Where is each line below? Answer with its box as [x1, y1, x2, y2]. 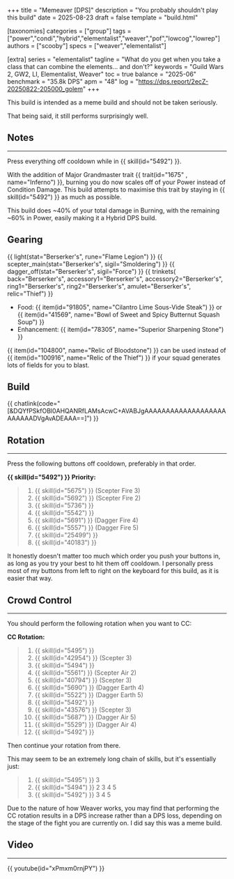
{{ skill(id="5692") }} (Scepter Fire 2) [34, 494, 141, 503]
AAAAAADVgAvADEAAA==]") [7, 414, 92, 422]
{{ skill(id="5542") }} [34, 509, 95, 517]
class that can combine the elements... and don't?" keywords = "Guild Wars [7, 63, 224, 70]
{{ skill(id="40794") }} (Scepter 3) [34, 676, 132, 685]
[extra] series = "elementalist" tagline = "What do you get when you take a [7, 55, 221, 63]
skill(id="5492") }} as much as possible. [7, 192, 122, 201]
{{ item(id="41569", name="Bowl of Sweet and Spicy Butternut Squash [17, 310, 221, 319]
